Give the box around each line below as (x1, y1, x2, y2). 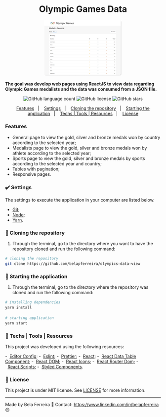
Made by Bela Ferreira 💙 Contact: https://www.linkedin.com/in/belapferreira (5, 402, 159, 408)
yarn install (5, 305, 32, 310)
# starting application (5, 315, 54, 320)
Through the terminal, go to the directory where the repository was (12, 284, 149, 290)
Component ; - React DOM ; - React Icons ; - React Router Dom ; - (5, 358, 138, 365)
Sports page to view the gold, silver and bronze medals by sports (12, 155, 145, 161)
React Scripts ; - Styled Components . (7, 364, 83, 369)
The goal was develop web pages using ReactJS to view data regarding (5, 81, 155, 87)
